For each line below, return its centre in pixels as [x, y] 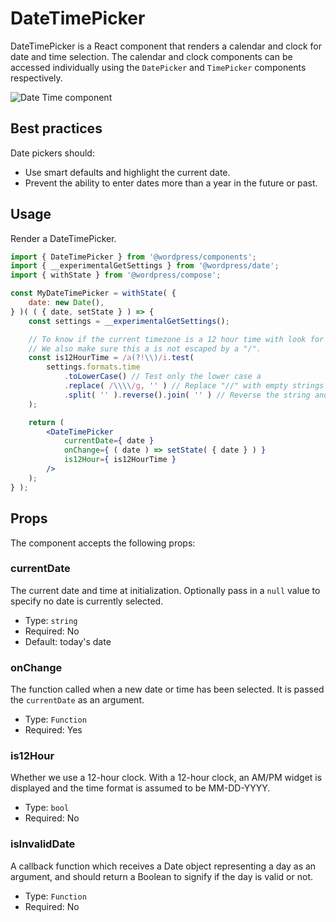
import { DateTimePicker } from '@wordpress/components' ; [133, 257]
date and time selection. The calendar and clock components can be [151, 56]
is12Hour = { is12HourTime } [120, 460]
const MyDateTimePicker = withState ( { [93, 293]
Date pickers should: [52, 153]
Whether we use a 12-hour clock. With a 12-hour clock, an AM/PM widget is [166, 778]
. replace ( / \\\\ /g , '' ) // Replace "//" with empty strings [194, 386]
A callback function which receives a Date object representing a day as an [163, 866]
